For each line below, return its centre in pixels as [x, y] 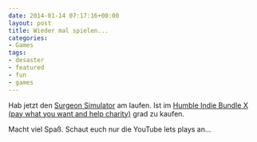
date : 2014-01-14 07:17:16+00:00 [64, 16]
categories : [28, 38]
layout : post [30, 23]
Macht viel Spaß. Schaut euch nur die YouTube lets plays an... [110, 129]
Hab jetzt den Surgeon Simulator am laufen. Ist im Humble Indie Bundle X [128, 105]
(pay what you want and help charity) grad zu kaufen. [97, 113]
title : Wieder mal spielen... [59, 30]
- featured [26, 68]
